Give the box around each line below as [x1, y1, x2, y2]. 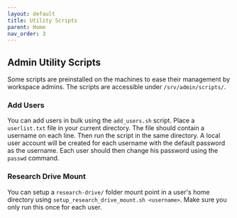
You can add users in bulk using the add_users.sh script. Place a [7, 116, 195, 125]
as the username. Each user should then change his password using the [7, 147, 219, 155]
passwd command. [7, 154, 60, 163]
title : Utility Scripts [7, 17, 78, 24]
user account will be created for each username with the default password [7, 139, 226, 147]
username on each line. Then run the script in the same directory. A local [7, 132, 221, 140]
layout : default [7, 10, 55, 18]
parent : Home [7, 23, 46, 30]
